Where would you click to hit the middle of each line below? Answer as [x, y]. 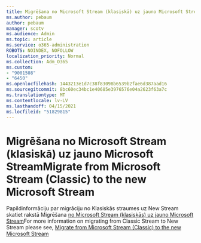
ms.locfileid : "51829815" [38, 112]
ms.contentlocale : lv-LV [37, 100]
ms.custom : [20, 67]
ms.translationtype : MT [36, 95]
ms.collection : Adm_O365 [37, 61]
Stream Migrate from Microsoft [83, 166]
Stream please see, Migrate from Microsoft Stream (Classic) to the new [94, 227]
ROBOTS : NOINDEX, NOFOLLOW [40, 51]
